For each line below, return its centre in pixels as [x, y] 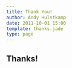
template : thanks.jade [35, 29]
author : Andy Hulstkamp [36, 17]
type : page [20, 34]
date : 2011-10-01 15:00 [36, 23]
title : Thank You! [29, 12]
